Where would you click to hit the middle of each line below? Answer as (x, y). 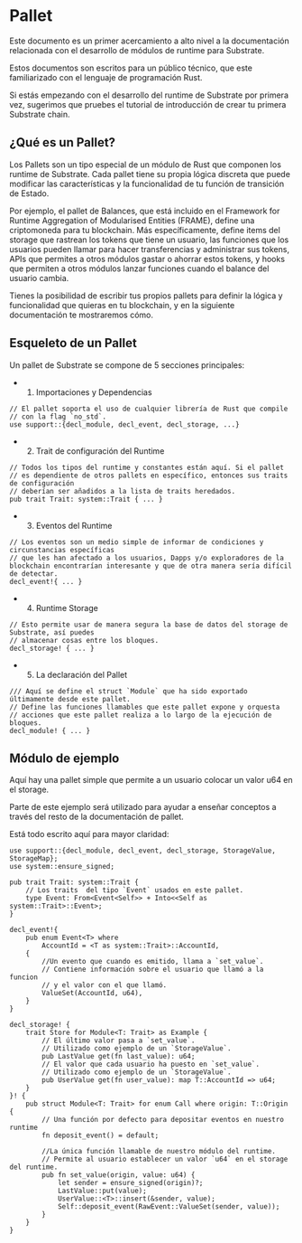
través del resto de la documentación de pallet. (97, 817)
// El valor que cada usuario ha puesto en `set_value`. (151, 1064)
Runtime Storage (67, 607)
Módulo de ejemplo (64, 758)
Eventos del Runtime (74, 525)
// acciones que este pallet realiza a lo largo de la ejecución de (141, 715)
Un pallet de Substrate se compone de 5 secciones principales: (127, 365)
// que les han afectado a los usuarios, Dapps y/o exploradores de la (146, 558)
